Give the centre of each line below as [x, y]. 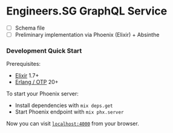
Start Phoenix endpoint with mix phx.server [69, 112]
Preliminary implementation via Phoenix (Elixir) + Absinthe [87, 35]
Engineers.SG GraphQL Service [87, 11]
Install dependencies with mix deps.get [64, 105]
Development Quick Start [44, 51]
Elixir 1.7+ [27, 76]
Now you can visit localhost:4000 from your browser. [73, 124]
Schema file [30, 28]
